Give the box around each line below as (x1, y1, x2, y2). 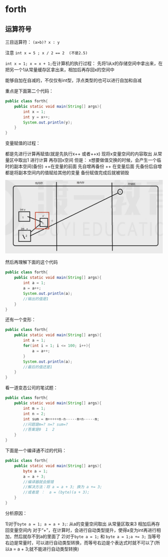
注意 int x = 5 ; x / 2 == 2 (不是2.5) (5, 50, 88, 56)
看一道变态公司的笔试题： (5, 385, 58, 391)
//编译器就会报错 (23, 479, 54, 484)
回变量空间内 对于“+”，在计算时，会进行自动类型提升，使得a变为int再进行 (5, 527, 156, 533)
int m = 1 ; (23, 406, 46, 411)
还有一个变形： (5, 316, 36, 322)
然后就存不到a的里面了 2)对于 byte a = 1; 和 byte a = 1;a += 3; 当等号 (13, 533, 161, 539)
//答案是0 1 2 (23, 427, 55, 432)
